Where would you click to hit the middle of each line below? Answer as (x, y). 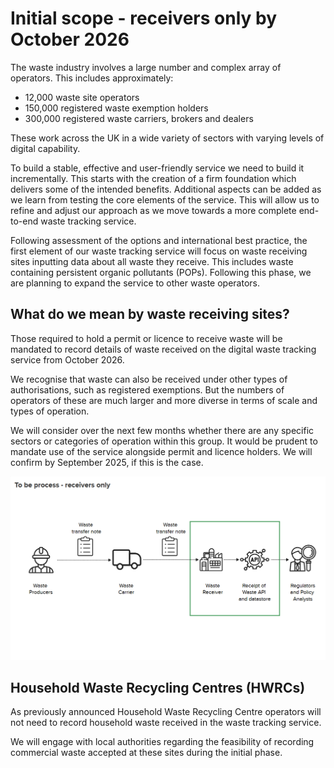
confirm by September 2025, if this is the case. (107, 462)
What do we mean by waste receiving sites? (150, 314)
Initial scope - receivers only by (144, 18)
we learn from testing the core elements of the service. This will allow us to (165, 199)
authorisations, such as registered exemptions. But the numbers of (147, 389)
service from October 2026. (67, 359)
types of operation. (50, 411)
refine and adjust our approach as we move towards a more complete (153, 210)
